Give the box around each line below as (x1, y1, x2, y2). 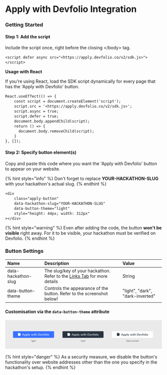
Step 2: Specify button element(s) (5, 149, 77, 155)
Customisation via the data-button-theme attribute (5, 308, 110, 315)
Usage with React (5, 69, 42, 75)
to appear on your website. (5, 166, 61, 172)
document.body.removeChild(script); (18, 129, 94, 134)
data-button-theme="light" (14, 206, 70, 211)
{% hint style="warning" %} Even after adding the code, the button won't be (5, 224, 162, 230)
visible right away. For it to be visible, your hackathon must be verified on (5, 230, 156, 236)
